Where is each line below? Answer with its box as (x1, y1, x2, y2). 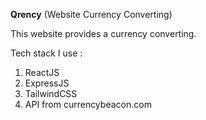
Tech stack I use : (10, 47, 83, 59)
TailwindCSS (24, 88, 78, 99)
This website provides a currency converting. (10, 28, 197, 39)
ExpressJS (24, 77, 70, 89)
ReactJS (24, 67, 60, 78)
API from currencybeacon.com (24, 99, 152, 110)
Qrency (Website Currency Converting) (10, 9, 173, 20)
